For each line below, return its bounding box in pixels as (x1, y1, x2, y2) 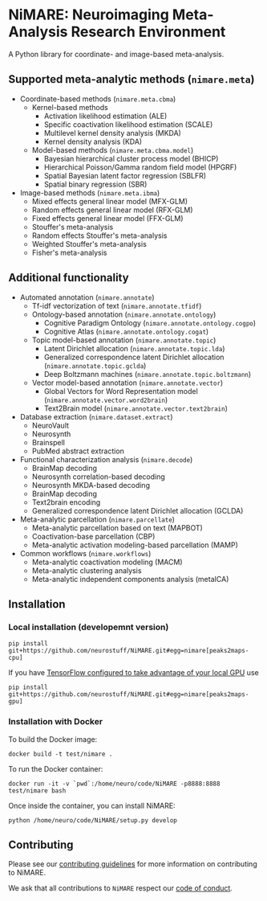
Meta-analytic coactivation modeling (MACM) (31, 557, 183, 567)
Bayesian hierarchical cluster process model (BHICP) (43, 154, 219, 163)
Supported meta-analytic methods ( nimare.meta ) (8, 72, 255, 86)
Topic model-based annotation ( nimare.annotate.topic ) (31, 335, 216, 345)
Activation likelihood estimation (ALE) (43, 111, 168, 121)
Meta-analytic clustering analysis (31, 565, 142, 575)
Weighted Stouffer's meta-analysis (31, 239, 147, 248)
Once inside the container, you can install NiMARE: (8, 801, 176, 810)
